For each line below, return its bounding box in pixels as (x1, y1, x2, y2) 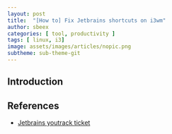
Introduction (7, 75, 64, 88)
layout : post (7, 10, 46, 18)
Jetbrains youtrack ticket (17, 118, 91, 127)
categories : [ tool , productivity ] (7, 30, 115, 37)
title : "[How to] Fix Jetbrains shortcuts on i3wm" (7, 17, 166, 24)
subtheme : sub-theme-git (7, 50, 81, 57)
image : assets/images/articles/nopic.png (7, 43, 132, 50)
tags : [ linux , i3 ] (7, 37, 65, 44)
